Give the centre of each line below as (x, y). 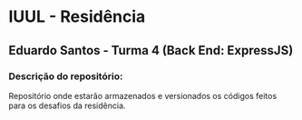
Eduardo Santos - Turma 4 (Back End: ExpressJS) (151, 50)
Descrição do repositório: (66, 76)
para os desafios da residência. (67, 105)
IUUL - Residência (77, 17)
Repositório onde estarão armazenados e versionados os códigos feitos (143, 95)
